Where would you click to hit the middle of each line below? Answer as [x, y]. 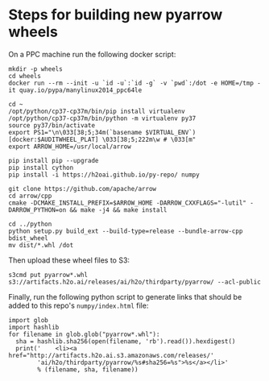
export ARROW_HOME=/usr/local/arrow [70, 147]
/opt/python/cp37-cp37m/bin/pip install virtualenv [97, 111]
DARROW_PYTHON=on [37, 210]
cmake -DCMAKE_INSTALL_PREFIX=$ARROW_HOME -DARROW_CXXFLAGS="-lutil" [128, 203]
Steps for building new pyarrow [116, 15]
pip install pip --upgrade [54, 160]
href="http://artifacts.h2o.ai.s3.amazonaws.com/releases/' [112, 355]
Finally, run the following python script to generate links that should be [125, 296]
